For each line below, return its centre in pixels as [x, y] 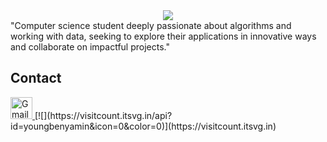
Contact [36, 78]
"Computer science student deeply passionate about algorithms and [151, 25]
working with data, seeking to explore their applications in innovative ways [163, 36]
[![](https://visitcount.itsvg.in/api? [103, 115]
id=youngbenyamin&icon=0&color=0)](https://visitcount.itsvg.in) [143, 126]
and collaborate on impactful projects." [90, 47]
